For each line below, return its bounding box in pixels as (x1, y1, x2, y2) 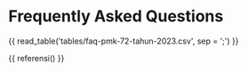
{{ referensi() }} (8, 52, 65, 63)
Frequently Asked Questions (8, 6, 224, 27)
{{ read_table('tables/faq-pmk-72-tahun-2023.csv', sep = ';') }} (8, 36, 239, 46)
